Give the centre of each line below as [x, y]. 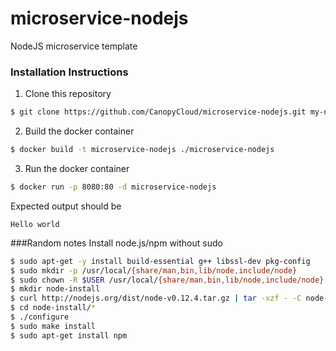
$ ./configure [40, 317]
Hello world [35, 224]
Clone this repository [68, 94]
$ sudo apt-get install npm [69, 335]
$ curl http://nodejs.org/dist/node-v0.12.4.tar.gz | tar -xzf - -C [156, 298]
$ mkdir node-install [55, 289]
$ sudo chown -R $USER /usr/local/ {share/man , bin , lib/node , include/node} [167, 280]
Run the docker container [77, 168]
